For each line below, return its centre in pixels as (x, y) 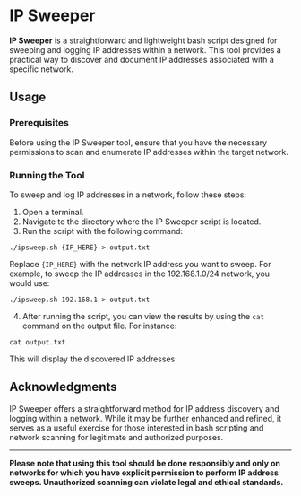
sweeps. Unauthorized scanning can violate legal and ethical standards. (146, 482)
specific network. (42, 69)
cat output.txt (38, 342)
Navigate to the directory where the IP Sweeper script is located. (142, 222)
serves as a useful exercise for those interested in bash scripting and (137, 428)
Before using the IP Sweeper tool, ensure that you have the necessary (138, 142)
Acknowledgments (64, 387)
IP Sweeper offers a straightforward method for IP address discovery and (144, 408)
